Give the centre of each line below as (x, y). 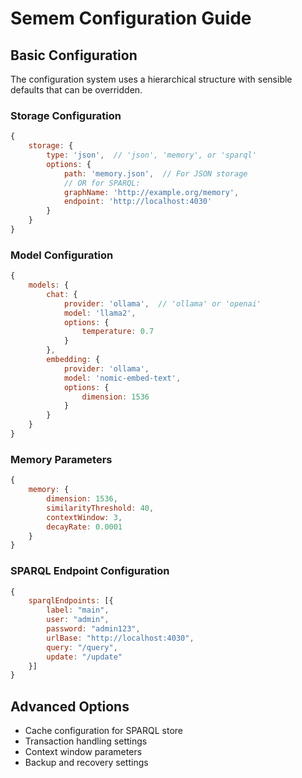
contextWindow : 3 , (84, 517)
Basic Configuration (74, 55)
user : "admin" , (78, 620)
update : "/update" (84, 657)
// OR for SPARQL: (102, 183)
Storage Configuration (66, 115)
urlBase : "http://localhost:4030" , (120, 638)
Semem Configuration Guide (131, 18)
